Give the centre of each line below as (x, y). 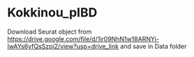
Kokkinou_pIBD (52, 13)
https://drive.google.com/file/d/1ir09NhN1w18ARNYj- (83, 38)
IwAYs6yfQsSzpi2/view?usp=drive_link (63, 46)
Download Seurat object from (50, 32)
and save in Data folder (154, 46)
